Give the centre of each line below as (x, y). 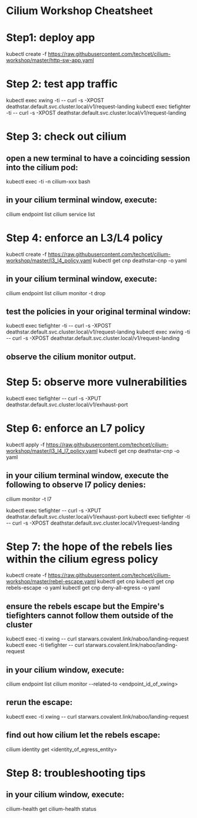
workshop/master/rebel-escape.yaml (51, 582)
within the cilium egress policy (82, 559)
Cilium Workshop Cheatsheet (79, 11)
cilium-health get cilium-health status (51, 809)
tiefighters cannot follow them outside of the (90, 615)
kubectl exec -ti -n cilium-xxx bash (48, 182)
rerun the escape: (39, 702)
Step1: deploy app (51, 38)
